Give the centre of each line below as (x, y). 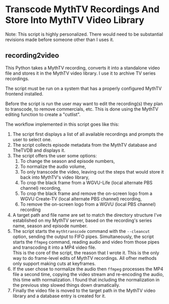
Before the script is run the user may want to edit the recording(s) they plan (84, 104)
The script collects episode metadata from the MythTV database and (84, 145)
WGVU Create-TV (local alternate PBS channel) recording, (81, 198)
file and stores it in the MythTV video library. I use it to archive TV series (80, 73)
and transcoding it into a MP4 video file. (54, 247)
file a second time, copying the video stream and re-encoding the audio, (88, 274)
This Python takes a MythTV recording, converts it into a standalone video (83, 67)
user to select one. (32, 139)
